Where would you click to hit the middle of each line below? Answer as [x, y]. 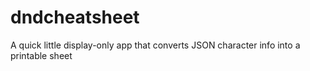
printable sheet [41, 55]
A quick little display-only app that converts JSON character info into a [155, 45]
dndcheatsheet [75, 17]
